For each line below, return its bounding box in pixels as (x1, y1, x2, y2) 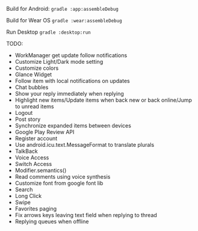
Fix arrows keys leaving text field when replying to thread (14, 212, 158, 218)
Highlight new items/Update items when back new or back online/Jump (14, 96, 193, 103)
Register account (14, 135, 58, 142)
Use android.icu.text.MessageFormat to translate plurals (14, 141, 155, 148)
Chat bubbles (14, 84, 49, 91)
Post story (14, 115, 41, 123)
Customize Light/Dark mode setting (14, 58, 104, 65)
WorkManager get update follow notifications (14, 52, 128, 59)
